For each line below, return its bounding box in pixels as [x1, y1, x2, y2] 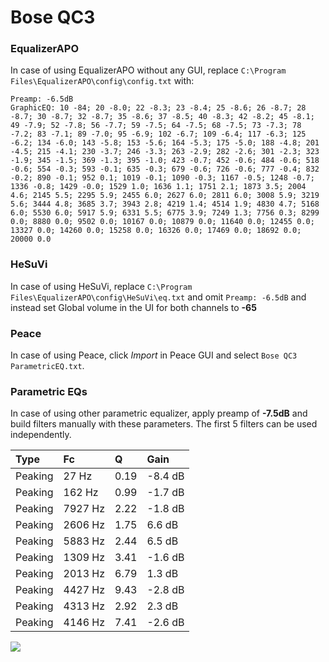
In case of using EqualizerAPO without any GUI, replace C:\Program [10, 64, 287, 76]
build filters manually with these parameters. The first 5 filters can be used [10, 418, 318, 430]
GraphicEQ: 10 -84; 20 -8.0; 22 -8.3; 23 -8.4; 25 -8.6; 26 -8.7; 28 [10, 103, 307, 113]
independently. [10, 429, 72, 441]
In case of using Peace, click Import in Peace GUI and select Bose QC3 [10, 349, 298, 361]
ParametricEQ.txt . [10, 360, 85, 372]
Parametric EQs [10, 385, 88, 398]
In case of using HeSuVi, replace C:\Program [10, 280, 193, 292]
